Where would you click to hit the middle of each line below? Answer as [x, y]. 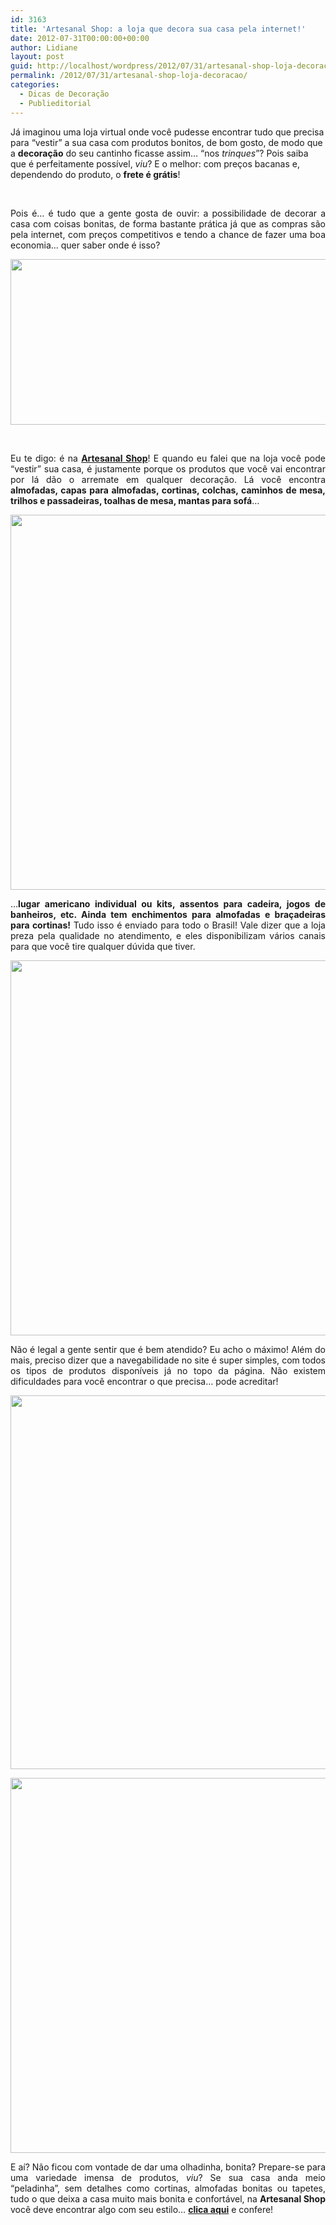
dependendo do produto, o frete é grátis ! [95, 174]
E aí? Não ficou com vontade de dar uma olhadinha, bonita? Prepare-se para [168, 2167]
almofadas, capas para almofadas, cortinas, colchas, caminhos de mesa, [168, 490]
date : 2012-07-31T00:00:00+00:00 [80, 38]
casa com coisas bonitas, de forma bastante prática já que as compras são [168, 223]
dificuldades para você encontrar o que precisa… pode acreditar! [144, 1381]
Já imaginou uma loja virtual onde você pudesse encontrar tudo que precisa [167, 132]
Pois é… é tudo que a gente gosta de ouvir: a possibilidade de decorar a [168, 213]
